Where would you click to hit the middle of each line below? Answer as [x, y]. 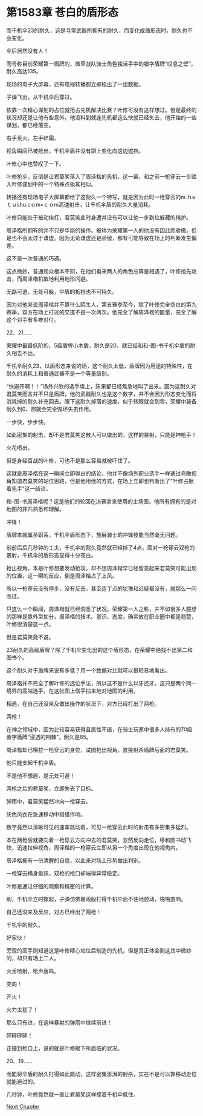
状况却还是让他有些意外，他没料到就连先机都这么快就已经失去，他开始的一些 [101, 117]
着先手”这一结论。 [29, 488]
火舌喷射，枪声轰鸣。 [33, 971]
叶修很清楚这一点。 [30, 624]
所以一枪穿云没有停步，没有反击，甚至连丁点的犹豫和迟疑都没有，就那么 [96, 588]
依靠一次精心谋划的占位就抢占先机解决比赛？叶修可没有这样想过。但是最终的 [101, 110]
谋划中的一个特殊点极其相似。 [59, 184]
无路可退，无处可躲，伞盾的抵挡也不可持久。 [62, 291]
